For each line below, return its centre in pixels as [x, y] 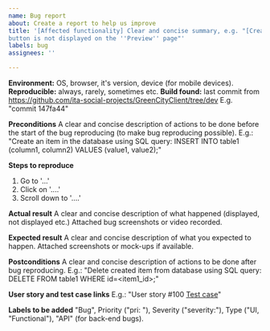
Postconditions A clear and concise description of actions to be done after [133, 262]
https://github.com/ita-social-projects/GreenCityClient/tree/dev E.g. [121, 100]
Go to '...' [35, 181]
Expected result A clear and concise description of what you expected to [130, 237]
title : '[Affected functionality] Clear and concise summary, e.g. [124, 31]
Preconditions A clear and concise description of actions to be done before [134, 124]
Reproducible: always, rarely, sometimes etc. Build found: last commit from [134, 92]
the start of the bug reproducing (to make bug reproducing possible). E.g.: [131, 133]
